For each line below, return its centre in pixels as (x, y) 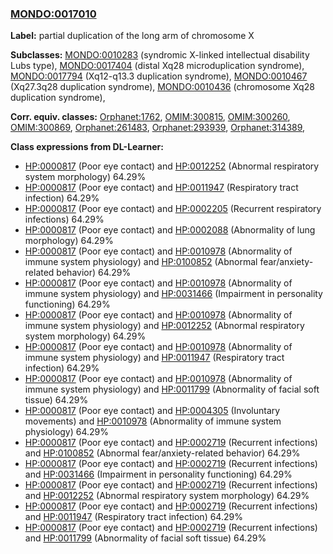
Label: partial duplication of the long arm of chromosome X (132, 36)
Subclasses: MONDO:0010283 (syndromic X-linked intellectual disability (160, 55)
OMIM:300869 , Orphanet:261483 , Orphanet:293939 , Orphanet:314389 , (158, 128)
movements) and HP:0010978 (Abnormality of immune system (153, 421)
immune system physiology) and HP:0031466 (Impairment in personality (173, 294)
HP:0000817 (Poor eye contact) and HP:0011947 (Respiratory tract (161, 188)
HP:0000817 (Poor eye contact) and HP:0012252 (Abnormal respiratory (172, 166)
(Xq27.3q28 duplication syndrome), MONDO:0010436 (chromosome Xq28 (162, 87)
